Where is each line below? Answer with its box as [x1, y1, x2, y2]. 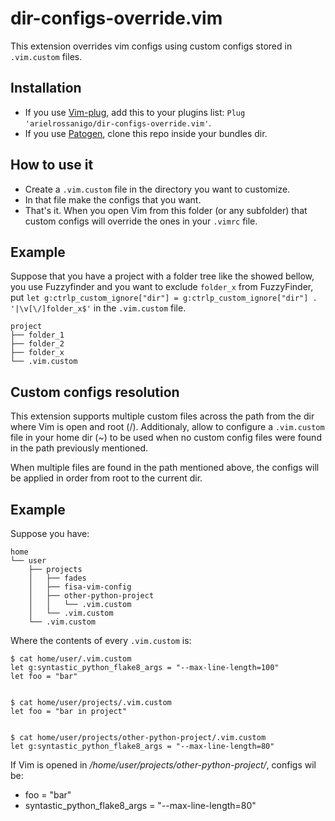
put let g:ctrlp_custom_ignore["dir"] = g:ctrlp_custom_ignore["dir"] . [10, 292, 318, 304]
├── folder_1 [10, 330, 65, 341]
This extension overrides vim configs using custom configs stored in [10, 40, 293, 52]
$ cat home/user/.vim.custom [10, 654, 132, 664]
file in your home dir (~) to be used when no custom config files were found [10, 432, 322, 444]
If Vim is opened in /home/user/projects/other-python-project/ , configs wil [10, 759, 317, 771]
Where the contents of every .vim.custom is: [10, 635, 192, 646]
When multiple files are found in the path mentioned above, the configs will [10, 462, 320, 474]
